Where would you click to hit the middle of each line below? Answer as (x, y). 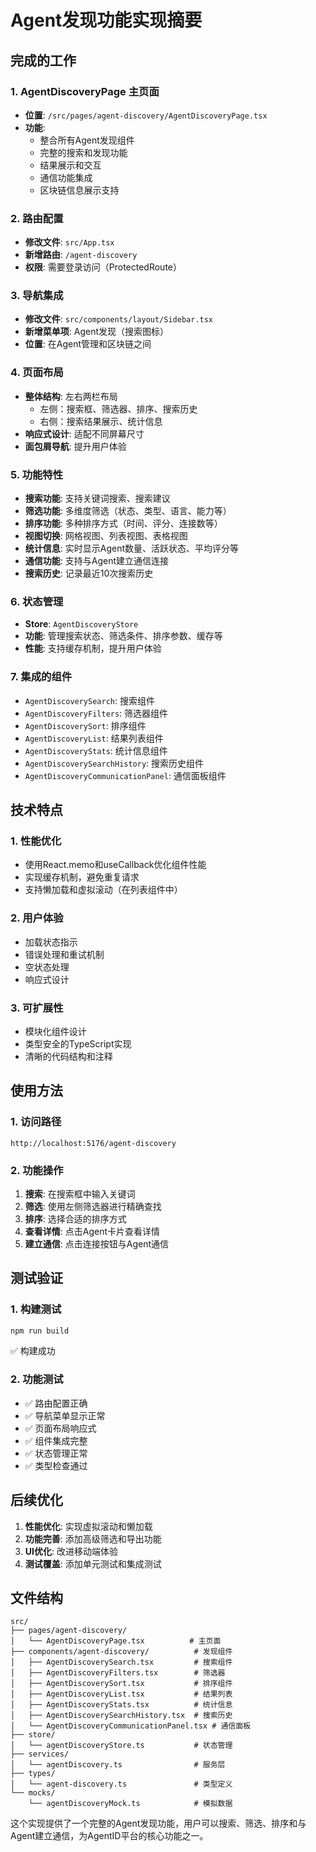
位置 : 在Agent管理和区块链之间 (88, 344)
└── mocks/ (33, 1793)
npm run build (40, 1331)
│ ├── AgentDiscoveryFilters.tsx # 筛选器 (118, 1673)
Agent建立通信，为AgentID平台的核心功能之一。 (109, 1836)
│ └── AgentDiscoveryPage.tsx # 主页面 (116, 1641)
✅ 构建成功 (33, 1351)
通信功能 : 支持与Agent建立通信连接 (97, 561)
